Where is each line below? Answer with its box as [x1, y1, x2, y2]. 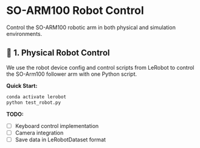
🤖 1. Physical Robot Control [6, 48, 110, 58]
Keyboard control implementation [15, 122, 99, 129]
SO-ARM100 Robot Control [6, 4, 144, 18]
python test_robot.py [6, 99, 61, 106]
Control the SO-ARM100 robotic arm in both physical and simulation [6, 24, 176, 31]
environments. [6, 30, 43, 37]
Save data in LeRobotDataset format [15, 136, 106, 143]
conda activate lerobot [6, 93, 67, 100]
